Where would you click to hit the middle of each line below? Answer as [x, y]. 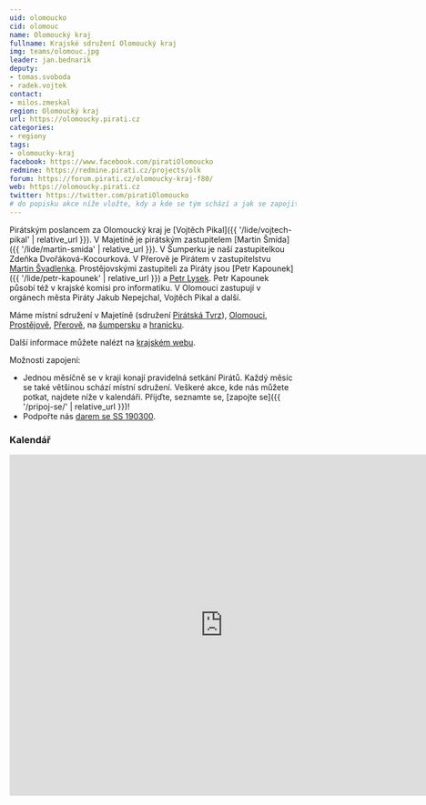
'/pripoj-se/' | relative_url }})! [76, 407]
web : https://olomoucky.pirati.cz [75, 187]
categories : [32, 128]
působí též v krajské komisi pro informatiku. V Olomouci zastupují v [135, 287]
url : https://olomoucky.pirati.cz [75, 119]
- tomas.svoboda [40, 77]
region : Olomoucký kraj [55, 111]
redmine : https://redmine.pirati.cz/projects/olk [106, 170]
